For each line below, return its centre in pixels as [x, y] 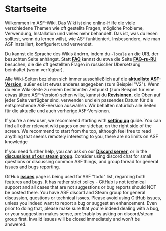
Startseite [26, 9]
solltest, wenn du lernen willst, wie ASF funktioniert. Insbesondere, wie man [83, 39]
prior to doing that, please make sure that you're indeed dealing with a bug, [82, 208]
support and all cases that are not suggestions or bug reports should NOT [81, 187]
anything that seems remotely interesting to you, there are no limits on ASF [82, 136]
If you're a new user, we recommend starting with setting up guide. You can [83, 120]
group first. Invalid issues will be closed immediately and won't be [73, 219]
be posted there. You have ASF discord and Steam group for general [75, 192]
